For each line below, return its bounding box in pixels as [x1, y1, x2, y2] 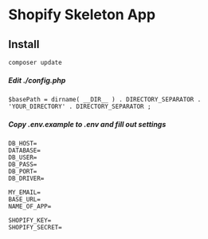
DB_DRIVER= [8, 174, 45, 182]
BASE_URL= [8, 195, 41, 203]
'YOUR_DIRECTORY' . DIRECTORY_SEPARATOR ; [8, 102, 151, 110]
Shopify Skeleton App [8, 6, 156, 24]
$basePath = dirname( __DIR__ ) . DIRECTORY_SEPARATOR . [8, 95, 202, 103]
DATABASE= [8, 146, 41, 154]
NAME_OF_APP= [8, 202, 52, 210]
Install [8, 38, 40, 51]
